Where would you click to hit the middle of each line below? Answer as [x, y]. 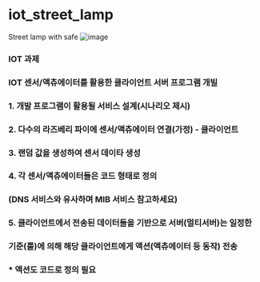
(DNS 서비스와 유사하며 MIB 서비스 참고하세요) [93, 200]
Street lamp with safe [43, 37]
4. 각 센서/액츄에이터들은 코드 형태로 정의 [83, 176]
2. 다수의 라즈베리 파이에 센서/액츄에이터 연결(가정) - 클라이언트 [124, 129]
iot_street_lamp [61, 15]
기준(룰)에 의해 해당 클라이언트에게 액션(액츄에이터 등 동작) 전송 [123, 247]
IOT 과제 [24, 59]
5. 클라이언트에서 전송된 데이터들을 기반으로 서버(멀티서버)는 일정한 [130, 223]
